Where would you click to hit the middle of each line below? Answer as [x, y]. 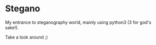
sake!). [12, 27]
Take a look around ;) [27, 37]
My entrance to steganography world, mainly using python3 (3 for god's [78, 22]
